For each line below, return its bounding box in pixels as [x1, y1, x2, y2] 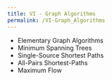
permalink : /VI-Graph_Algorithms [7, 17, 106, 24]
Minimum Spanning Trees [17, 44, 92, 52]
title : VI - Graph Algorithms [7, 10, 97, 18]
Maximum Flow [17, 66, 62, 74]
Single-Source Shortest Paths [17, 51, 104, 60]
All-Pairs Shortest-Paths [17, 58, 88, 67]
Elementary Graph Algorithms [17, 36, 104, 44]
